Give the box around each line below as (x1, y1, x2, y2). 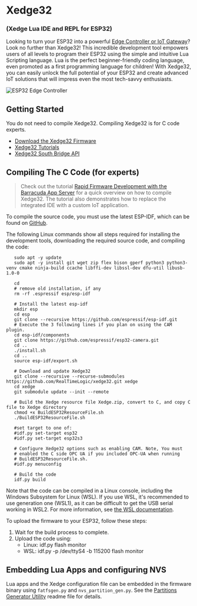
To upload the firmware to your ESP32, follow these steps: (6, 517, 147, 525)
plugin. (6, 327, 25, 333)
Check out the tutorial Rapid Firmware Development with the (20, 183, 168, 190)
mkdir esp (14, 306, 38, 313)
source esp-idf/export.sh (14, 358, 78, 364)
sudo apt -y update (14, 255, 62, 261)
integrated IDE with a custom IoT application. (20, 202, 129, 209)
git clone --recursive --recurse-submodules (14, 374, 125, 379)
